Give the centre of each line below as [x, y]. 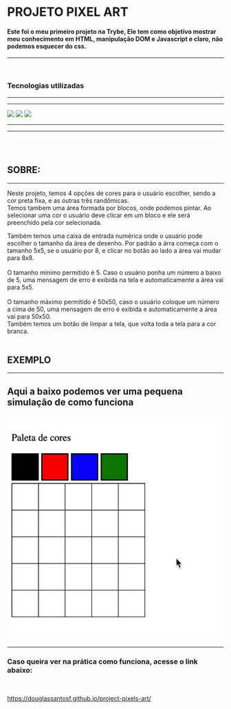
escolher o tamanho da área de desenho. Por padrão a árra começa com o [113, 243]
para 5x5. [21, 287]
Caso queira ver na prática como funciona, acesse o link [102, 661]
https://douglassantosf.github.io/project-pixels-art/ [79, 699]
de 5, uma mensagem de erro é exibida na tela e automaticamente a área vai [115, 279]
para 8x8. [21, 258]
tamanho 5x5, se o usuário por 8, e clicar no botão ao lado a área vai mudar [114, 250]
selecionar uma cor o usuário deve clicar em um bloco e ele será [99, 215]
